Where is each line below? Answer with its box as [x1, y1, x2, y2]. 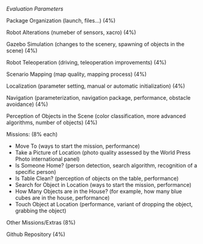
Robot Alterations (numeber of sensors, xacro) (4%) [6, 29, 136, 36]
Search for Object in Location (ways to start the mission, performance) [15, 181, 192, 188]
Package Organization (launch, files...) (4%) [6, 17, 116, 24]
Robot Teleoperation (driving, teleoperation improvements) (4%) [6, 59, 167, 66]
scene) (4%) [6, 47, 38, 54]
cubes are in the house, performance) [15, 194, 110, 201]
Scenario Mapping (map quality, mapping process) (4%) [6, 71, 147, 78]
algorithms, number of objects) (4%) [6, 119, 98, 126]
